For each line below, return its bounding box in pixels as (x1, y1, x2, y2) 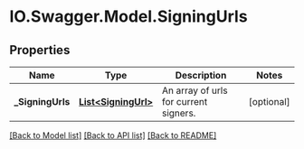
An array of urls (161, 84, 228, 97)
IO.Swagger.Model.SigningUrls (9, 6, 248, 27)
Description (175, 70, 227, 81)
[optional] (248, 96, 290, 107)
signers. (161, 107, 196, 119)
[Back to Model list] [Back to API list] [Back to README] (9, 130, 217, 141)
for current (161, 96, 208, 107)
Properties (9, 42, 71, 58)
